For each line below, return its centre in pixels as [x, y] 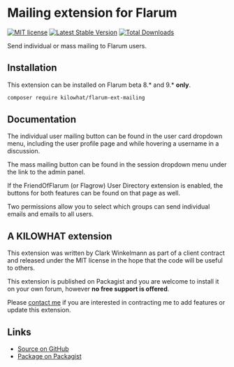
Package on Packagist [49, 356]
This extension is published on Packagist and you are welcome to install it [113, 282]
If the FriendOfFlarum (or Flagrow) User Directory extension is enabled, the [115, 186]
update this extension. [39, 310]
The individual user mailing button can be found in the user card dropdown [115, 136]
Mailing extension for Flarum [92, 13]
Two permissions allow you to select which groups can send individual [109, 207]
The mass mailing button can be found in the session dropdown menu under [117, 165]
